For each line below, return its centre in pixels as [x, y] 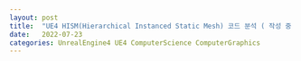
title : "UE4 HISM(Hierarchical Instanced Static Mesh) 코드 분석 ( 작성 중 [150, 26]
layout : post [34, 17]
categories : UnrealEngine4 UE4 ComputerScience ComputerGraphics [135, 43]
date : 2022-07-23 [46, 34]
